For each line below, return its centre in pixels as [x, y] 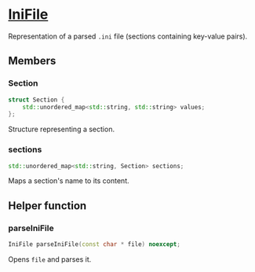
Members [32, 61]
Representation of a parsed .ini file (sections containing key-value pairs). [128, 36]
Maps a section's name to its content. [69, 181]
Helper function [47, 206]
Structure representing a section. [62, 129]
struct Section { [36, 100]
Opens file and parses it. [50, 259]
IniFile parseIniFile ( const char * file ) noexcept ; [94, 244]
